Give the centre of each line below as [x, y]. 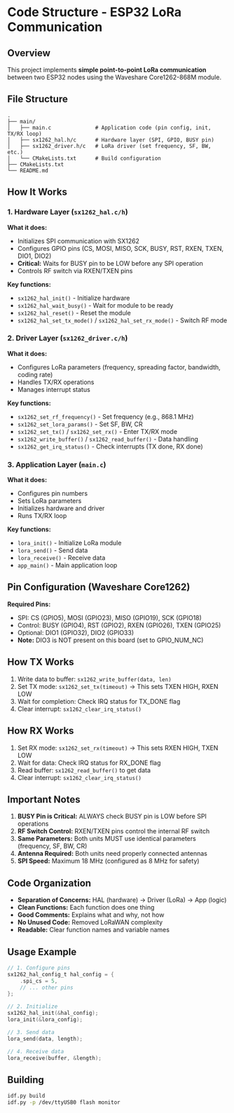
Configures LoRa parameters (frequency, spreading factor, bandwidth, [119, 367]
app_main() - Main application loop [67, 566]
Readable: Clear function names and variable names [94, 930]
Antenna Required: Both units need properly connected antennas [112, 854]
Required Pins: [29, 604]
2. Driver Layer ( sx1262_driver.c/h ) [68, 339]
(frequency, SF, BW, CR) [52, 846]
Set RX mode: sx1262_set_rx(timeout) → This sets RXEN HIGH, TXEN [118, 748]
